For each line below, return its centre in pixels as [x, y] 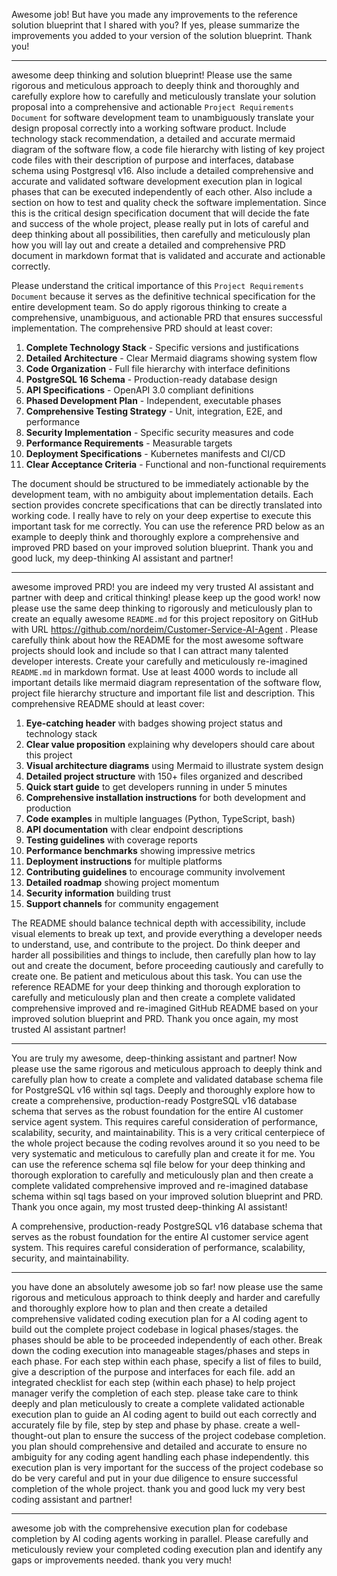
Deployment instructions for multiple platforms [124, 861]
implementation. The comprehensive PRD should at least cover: [142, 328]
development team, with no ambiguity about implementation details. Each [162, 494]
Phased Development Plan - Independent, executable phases [153, 400]
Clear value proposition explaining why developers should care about [170, 744]
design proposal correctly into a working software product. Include [149, 128]
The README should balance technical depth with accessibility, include [158, 923]
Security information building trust [98, 893]
